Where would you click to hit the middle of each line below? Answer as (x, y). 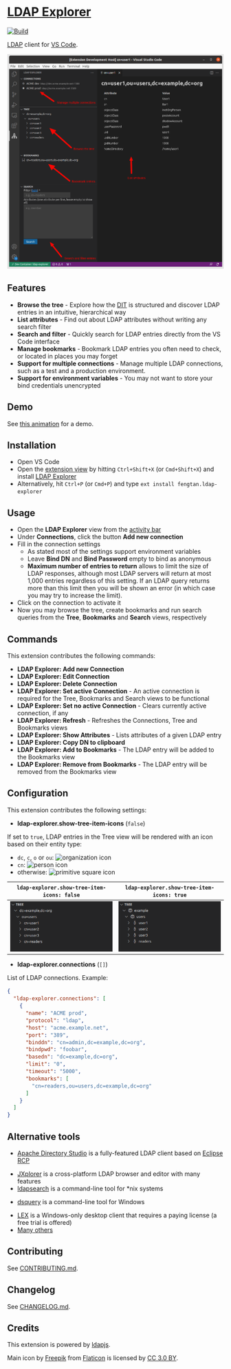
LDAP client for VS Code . (43, 44)
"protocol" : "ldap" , (55, 1020)
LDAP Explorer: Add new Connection (70, 669)
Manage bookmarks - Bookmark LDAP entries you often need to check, (119, 348)
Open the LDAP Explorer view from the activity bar (89, 530)
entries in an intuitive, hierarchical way (71, 312)
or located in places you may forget (67, 356)
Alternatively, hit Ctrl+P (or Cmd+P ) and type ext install (96, 484)
